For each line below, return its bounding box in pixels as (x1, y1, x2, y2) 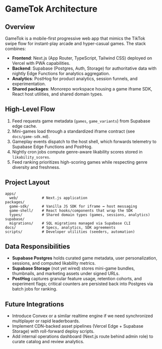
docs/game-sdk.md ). (12, 133, 50, 139)
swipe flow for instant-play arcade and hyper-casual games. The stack (5, 41, 146, 46)
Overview (5, 23, 35, 31)
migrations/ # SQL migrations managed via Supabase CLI (9, 221, 131, 226)
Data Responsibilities (5, 243, 70, 251)
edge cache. (12, 123, 37, 129)
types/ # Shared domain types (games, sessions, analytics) (9, 212, 150, 217)
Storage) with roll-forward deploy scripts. (12, 328, 95, 334)
